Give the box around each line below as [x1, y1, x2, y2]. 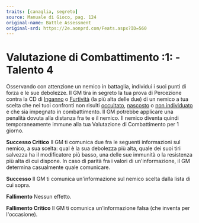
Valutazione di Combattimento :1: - [6, 51, 181, 64]
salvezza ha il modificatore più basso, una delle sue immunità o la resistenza [6, 151, 192, 158]
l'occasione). [6, 211, 38, 218]
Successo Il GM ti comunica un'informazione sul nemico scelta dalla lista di [6, 176, 191, 183]
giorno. [6, 127, 24, 134]
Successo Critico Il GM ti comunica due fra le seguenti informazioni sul [6, 139, 181, 146]
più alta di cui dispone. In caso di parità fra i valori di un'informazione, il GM [6, 158, 191, 165]
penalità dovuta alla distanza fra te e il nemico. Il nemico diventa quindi [6, 114, 179, 122]
